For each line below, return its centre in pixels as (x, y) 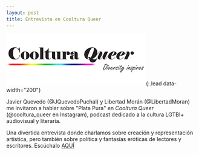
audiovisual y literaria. (34, 120)
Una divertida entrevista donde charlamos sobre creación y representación (100, 133)
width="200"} (24, 90)
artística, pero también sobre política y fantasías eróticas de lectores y (94, 139)
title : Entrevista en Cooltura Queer (54, 19)
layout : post (23, 13)
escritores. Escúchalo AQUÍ (40, 145)
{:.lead (154, 83)
